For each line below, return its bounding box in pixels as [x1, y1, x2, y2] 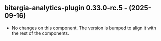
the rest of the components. [11, 30, 69, 36]
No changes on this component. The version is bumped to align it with [11, 25, 156, 31]
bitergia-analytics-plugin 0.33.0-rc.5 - [4, 4, 128, 12]
